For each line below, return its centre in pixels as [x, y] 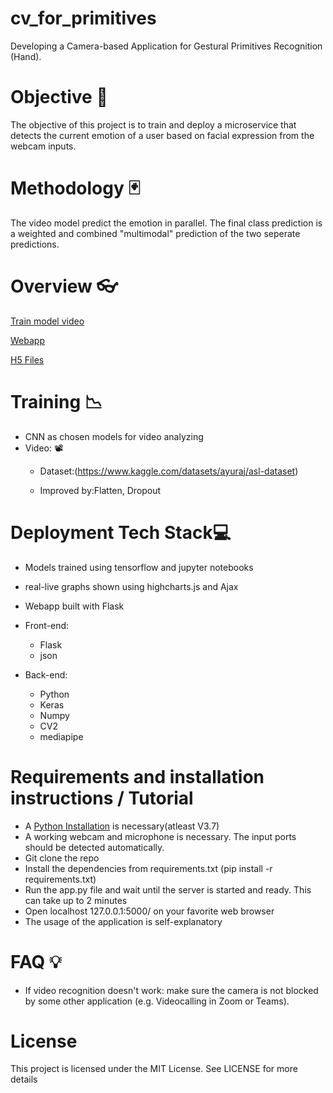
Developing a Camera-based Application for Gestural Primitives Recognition [166, 46]
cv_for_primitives [83, 18]
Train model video [47, 321]
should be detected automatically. [94, 847]
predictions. [35, 244]
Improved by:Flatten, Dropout [100, 490]
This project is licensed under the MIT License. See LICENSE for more [154, 1069]
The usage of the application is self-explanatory [123, 921]
